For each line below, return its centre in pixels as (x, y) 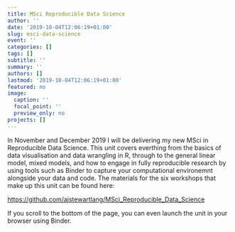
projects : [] (27, 120)
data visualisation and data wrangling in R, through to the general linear (111, 155)
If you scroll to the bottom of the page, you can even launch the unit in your (117, 213)
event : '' (22, 41)
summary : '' (25, 67)
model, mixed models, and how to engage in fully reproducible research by (117, 163)
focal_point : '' (38, 107)
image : (17, 93)
